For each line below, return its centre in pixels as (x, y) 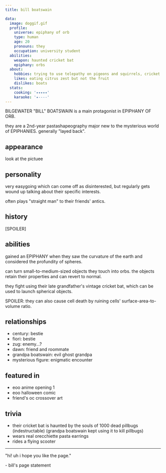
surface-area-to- (139, 301)
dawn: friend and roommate (41, 350)
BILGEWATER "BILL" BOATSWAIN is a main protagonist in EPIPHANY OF (78, 111)
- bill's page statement (28, 465)
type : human (26, 37)
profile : (19, 28)
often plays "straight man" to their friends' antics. (55, 201)
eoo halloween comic (34, 393)
